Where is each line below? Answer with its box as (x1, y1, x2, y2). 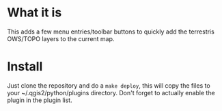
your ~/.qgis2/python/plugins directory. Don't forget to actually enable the (7, 88, 215, 97)
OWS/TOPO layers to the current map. (7, 34, 115, 42)
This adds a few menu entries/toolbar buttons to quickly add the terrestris (7, 27, 215, 36)
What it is (7, 5, 62, 21)
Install (7, 59, 43, 75)
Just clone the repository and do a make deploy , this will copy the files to (7, 81, 210, 90)
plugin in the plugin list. (7, 96, 73, 104)
